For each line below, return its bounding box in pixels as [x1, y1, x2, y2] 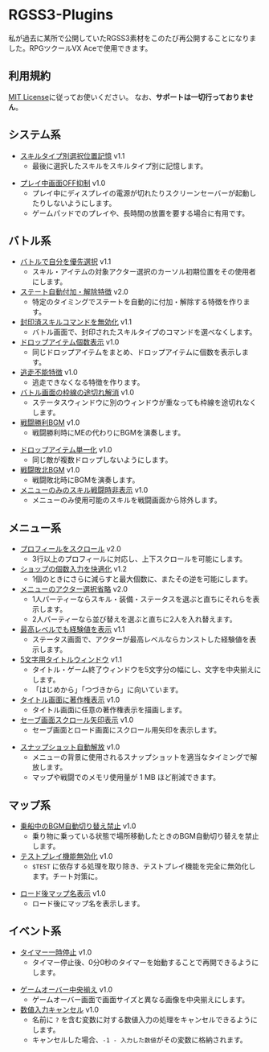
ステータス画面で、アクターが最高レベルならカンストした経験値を [31, 634, 250, 645]
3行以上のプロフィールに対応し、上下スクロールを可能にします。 [31, 554, 247, 564]
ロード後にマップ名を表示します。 [31, 899, 145, 908]
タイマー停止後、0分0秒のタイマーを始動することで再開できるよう [31, 957, 252, 967]
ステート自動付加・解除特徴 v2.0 [19, 287, 128, 297]
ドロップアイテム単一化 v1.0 [19, 445, 112, 455]
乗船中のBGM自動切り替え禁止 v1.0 [19, 821, 137, 831]
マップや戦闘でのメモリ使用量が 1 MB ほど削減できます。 [31, 773, 221, 782]
